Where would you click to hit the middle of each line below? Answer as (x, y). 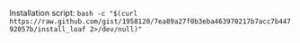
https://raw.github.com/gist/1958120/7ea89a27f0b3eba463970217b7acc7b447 (150, 21)
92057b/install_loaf (48, 30)
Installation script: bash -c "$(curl (73, 13)
